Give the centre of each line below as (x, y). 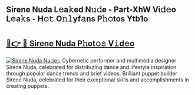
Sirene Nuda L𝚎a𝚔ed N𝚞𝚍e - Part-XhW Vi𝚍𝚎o (91, 10)
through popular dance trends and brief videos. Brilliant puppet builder (92, 73)
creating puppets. (27, 86)
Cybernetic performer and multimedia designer (119, 60)
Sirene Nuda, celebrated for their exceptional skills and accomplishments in (98, 80)
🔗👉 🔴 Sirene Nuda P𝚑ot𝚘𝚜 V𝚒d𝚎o (70, 43)
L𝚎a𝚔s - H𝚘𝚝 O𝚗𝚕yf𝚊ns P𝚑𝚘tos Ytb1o (77, 19)
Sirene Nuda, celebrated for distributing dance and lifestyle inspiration (91, 67)
